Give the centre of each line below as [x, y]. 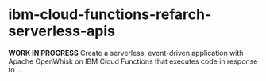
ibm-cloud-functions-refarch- [110, 15]
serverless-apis [62, 31]
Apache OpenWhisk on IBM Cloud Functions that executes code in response [133, 61]
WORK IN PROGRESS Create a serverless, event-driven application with [126, 53]
